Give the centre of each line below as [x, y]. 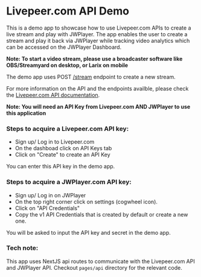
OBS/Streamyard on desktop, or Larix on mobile [67, 65]
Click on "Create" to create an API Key [62, 154]
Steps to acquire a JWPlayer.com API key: [69, 182]
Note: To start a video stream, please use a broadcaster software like [94, 59]
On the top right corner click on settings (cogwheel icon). [86, 202]
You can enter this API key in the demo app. [61, 167]
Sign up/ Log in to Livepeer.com [55, 142]
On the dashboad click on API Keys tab [63, 148]
